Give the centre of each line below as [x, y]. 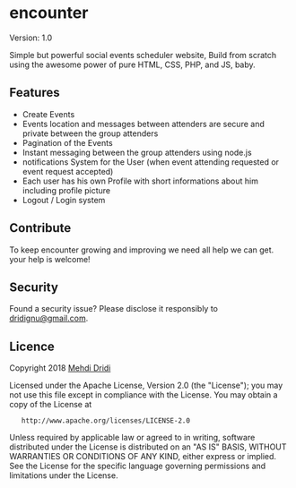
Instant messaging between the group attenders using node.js [137, 152]
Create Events [48, 114]
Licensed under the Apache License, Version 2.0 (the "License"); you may [146, 385]
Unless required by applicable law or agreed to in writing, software [132, 438]
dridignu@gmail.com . [49, 318]
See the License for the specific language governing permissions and [138, 466]
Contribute [40, 228]
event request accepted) [68, 171]
